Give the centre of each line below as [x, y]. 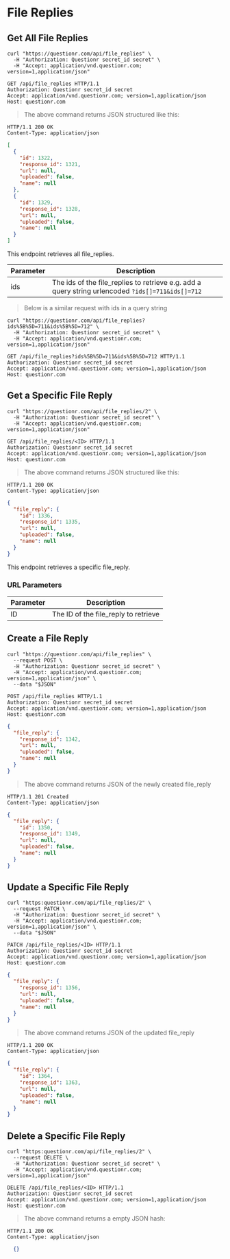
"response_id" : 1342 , [50, 739]
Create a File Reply [48, 639]
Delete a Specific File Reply [66, 1136]
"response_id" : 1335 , [50, 522]
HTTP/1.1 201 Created [38, 797]
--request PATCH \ [40, 909]
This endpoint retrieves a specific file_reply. [69, 567]
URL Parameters [35, 585]
